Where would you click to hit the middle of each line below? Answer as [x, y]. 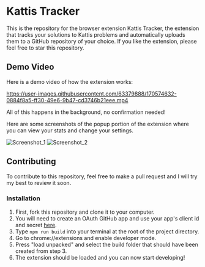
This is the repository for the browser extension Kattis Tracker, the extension [103, 28]
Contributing [31, 161]
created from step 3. [41, 251]
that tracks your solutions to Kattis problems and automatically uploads [96, 34]
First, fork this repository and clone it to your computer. [85, 212]
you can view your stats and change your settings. [70, 130]
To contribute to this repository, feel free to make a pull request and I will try [102, 176]
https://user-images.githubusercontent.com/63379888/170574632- [92, 94]
